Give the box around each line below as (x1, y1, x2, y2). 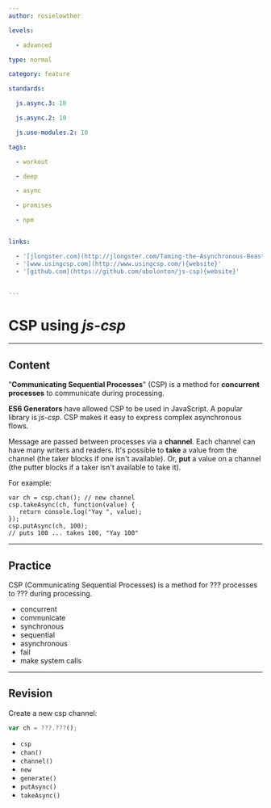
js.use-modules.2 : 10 (15, 128, 89, 137)
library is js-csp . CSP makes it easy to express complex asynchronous (8, 413, 242, 423)
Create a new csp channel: (8, 708, 98, 718)
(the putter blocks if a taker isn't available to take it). (8, 462, 181, 473)
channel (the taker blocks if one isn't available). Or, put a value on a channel (8, 454, 261, 464)
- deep (15, 172, 38, 180)
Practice (8, 558, 52, 572)
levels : (8, 26, 35, 35)
